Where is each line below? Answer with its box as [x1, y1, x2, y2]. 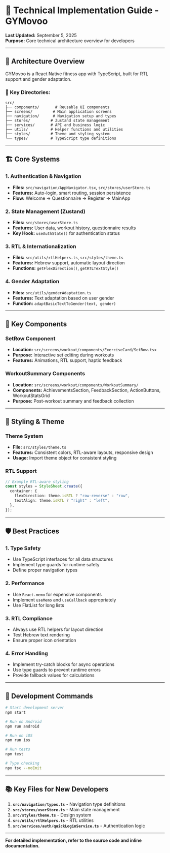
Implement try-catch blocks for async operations [12, 661, 115, 667]
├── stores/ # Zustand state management [5, 118, 110, 124]
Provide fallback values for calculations [12, 672, 95, 678]
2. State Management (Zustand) [5, 208, 86, 215]
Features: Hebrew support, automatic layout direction [12, 260, 125, 266]
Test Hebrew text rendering [12, 632, 70, 637]
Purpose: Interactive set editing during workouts [12, 352, 114, 358]
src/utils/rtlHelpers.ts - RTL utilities [12, 817, 94, 823]
